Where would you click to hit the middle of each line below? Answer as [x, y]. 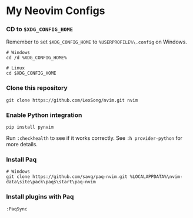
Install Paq [21, 160]
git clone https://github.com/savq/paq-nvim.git [67, 177]
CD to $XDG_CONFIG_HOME [40, 29]
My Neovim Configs [56, 11]
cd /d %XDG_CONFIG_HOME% [36, 58]
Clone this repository [37, 88]
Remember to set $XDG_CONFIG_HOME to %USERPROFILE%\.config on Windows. [96, 42]
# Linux [16, 68]
